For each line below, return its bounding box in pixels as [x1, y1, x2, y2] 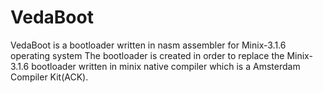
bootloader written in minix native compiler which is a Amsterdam [31, 60, 301, 72]
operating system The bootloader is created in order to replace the [10, 49, 285, 61]
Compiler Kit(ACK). [10, 71, 89, 83]
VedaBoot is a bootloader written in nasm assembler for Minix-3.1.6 [10, 39, 287, 51]
